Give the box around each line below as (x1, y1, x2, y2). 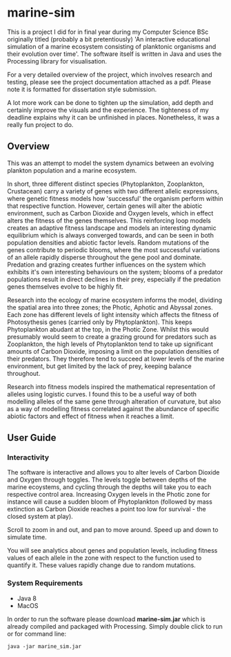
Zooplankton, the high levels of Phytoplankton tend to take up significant (7, 340, 214, 348)
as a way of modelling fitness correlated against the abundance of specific (7, 404, 219, 412)
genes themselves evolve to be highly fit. (7, 282, 124, 291)
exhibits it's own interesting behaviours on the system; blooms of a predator (7, 267, 223, 276)
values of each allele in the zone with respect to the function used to (7, 554, 202, 562)
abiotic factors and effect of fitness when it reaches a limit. (7, 412, 174, 420)
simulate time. (7, 533, 47, 542)
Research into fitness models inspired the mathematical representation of (7, 382, 216, 391)
